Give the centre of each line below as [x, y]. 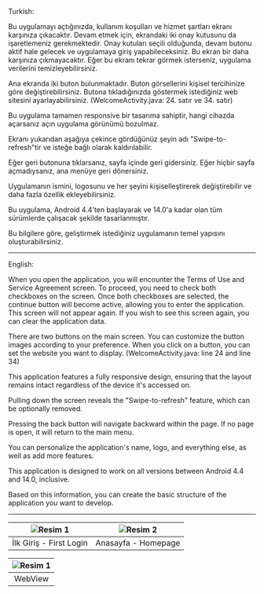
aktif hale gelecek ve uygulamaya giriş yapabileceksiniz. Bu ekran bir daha [128, 51]
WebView [32, 579]
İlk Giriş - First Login [50, 543]
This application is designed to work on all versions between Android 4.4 [126, 471]
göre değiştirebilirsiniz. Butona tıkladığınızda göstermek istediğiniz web [123, 92]
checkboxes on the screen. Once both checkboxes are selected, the [119, 296]
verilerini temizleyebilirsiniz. [53, 68]
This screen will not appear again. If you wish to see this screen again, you [129, 313]
